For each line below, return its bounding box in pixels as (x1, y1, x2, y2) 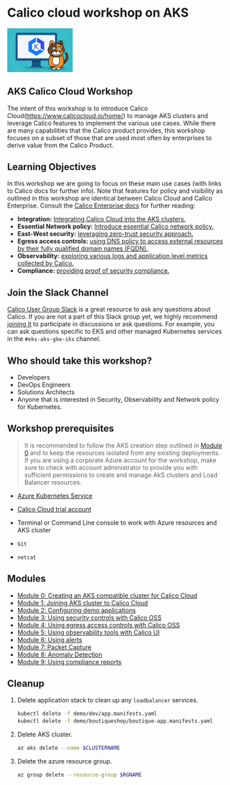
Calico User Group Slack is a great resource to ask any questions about (7, 305, 211, 314)
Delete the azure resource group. (17, 757, 112, 766)
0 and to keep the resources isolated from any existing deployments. (24, 448, 220, 457)
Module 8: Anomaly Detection (17, 650, 103, 659)
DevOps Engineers (17, 380, 71, 389)
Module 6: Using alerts (17, 635, 82, 643)
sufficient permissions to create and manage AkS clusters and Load (24, 471, 218, 479)
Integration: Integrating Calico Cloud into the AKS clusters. (17, 215, 186, 223)
